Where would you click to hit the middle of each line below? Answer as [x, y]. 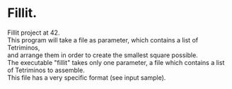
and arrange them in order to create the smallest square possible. [103, 55]
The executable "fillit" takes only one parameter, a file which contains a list [116, 62]
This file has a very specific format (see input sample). [87, 77]
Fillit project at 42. [34, 32]
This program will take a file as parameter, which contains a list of [103, 40]
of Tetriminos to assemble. [46, 70]
